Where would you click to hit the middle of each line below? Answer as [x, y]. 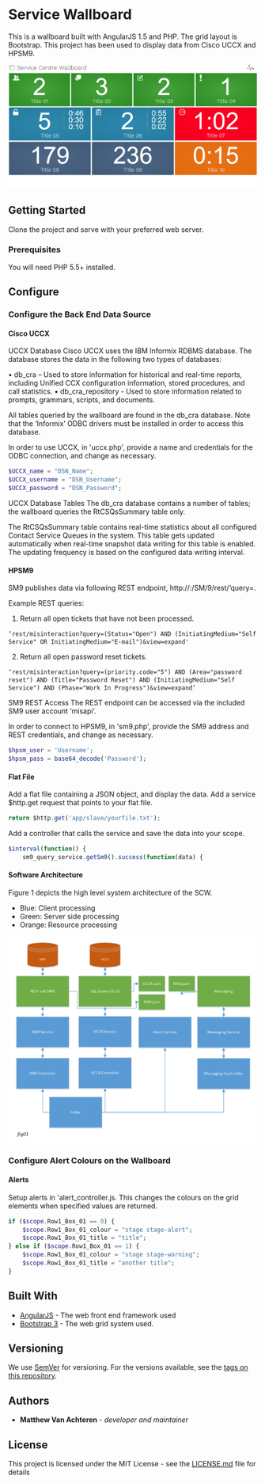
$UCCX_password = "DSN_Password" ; [65, 489]
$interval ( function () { [47, 849]
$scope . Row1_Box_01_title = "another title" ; [99, 1263]
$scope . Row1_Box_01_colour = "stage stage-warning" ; [111, 1255]
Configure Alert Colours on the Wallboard [90, 1161]
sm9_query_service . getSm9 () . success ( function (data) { [113, 857]
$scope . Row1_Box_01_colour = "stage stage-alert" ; [108, 1230]
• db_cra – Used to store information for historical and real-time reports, [125, 375]
